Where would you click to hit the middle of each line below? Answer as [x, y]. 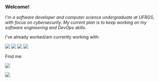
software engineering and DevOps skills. [46, 28]
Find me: [14, 56]
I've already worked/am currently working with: [52, 37]
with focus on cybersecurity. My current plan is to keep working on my [76, 22]
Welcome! [18, 7]
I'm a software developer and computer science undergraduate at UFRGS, [80, 17]
